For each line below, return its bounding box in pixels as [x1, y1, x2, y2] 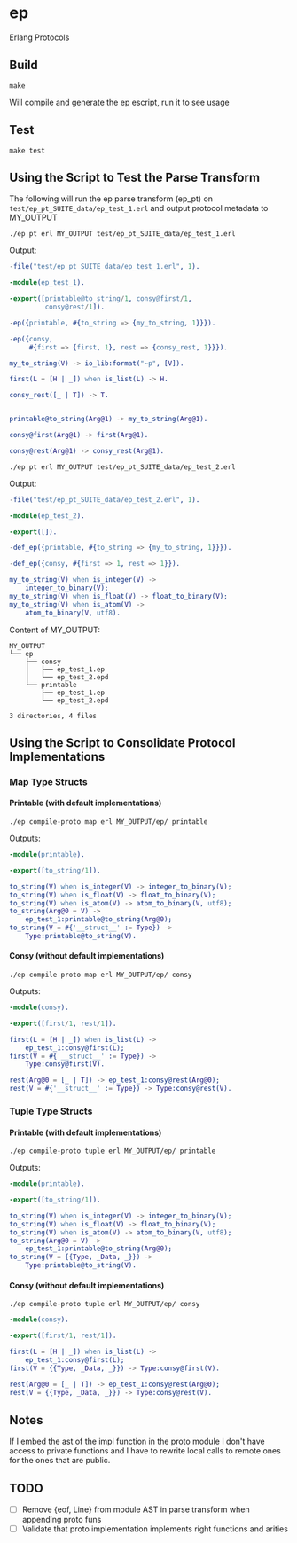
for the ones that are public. [9, 1455, 111, 1466]
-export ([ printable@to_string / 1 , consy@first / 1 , [9, 294, 192, 303]
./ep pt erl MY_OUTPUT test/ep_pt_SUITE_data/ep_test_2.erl [9, 462, 237, 472]
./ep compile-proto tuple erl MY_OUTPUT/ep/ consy [9, 1300, 200, 1309]
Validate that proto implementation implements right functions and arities [21, 1523, 288, 1534]
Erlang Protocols [9, 32, 70, 43]
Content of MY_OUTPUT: [9, 624, 100, 635]
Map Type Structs [9, 775, 88, 787]
